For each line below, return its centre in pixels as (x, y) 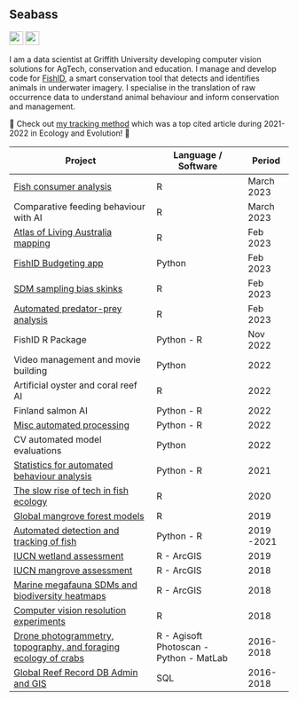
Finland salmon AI (51, 410)
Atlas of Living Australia (63, 232)
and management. (42, 106)
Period (267, 161)
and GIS (30, 683)
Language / (198, 154)
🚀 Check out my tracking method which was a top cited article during (136, 123)
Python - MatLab (192, 658)
